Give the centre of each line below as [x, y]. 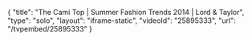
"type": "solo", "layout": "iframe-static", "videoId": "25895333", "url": [122, 20]
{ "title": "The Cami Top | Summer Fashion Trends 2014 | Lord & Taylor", [126, 12]
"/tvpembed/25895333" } [50, 29]
